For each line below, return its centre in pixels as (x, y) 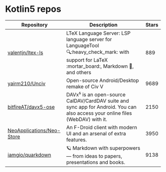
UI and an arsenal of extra (96, 133)
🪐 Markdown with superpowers (103, 148)
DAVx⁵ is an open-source (96, 94)
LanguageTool (83, 45)
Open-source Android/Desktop (103, 80)
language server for (89, 39)
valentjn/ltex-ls (25, 53)
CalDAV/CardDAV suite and (98, 101)
